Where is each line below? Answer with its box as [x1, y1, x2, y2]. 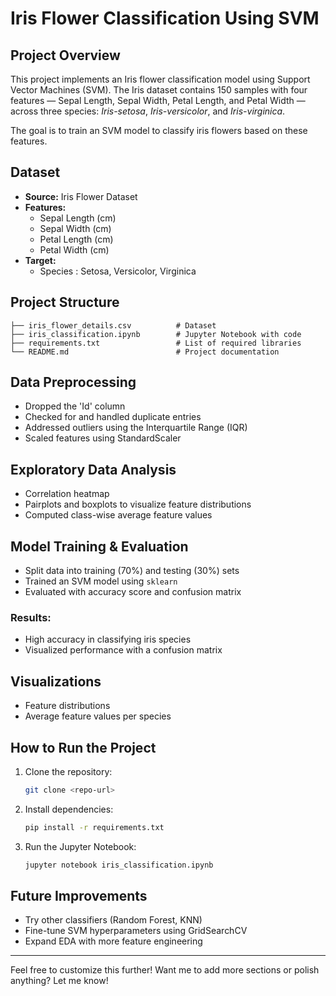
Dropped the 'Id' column [24, 400, 126, 412]
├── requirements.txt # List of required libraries [10, 338, 302, 348]
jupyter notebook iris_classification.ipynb [24, 860, 214, 870]
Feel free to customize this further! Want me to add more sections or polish [10, 964, 320, 976]
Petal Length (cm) [39, 233, 114, 245]
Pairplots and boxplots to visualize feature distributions [24, 498, 252, 511]
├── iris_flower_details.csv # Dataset [10, 320, 217, 331]
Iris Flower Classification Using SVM [10, 7, 320, 30]
